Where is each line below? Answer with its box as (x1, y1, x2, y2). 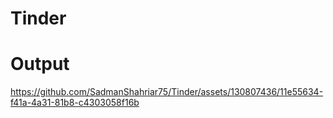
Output (10, 53, 70, 76)
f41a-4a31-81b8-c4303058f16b (10, 97, 140, 109)
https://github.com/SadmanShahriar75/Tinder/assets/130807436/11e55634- (10, 86, 324, 98)
